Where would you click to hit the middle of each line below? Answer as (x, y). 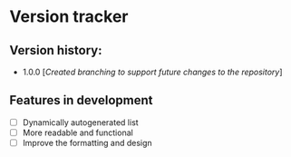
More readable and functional (78, 132)
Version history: (56, 50)
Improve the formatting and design (87, 142)
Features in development (81, 100)
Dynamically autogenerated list (80, 122)
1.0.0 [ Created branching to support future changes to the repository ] (152, 72)
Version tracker (69, 17)
